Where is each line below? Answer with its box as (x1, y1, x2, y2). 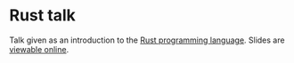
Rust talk (9, 5, 76, 26)
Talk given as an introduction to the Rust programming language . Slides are (9, 35, 285, 45)
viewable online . (9, 43, 69, 54)
